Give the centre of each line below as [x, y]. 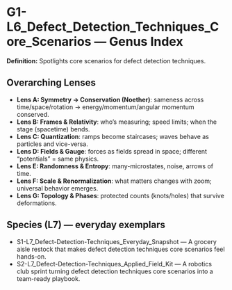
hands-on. [31, 256]
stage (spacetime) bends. [53, 129]
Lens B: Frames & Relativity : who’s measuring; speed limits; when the [116, 122]
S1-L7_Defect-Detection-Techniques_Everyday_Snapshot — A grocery [116, 241]
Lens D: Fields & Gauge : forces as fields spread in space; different [112, 151]
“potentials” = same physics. [58, 159]
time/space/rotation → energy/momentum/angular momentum [106, 107]
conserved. [33, 114]
